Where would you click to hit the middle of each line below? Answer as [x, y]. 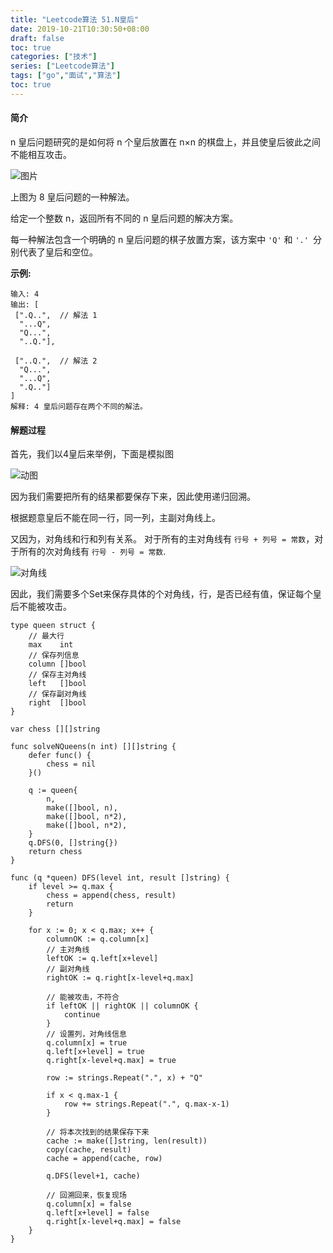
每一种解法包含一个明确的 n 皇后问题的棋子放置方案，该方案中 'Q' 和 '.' [159, 239]
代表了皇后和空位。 [58, 252]
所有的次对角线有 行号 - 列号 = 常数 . [92, 552]
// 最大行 [46, 636]
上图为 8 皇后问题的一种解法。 [72, 197]
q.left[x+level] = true [95, 1052]
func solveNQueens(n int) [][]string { [93, 747]
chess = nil [71, 764]
